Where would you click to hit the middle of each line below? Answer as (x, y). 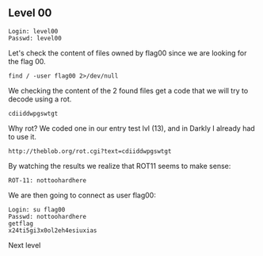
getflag (21, 224)
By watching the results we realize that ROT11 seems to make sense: (120, 166)
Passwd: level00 (35, 38)
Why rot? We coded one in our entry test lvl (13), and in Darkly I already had (131, 128)
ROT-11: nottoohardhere (48, 180)
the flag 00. (27, 61)
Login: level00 (33, 31)
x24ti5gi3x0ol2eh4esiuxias (53, 230)
